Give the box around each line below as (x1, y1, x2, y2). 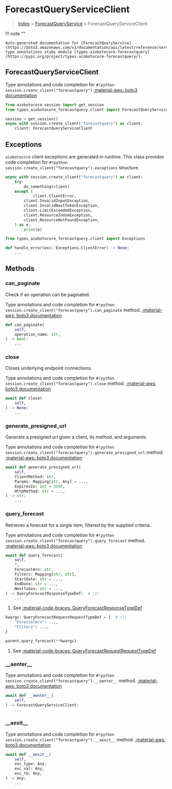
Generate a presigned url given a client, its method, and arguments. (5, 434, 147, 440)
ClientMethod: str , (14, 474, 56, 479)
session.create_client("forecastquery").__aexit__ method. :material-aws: (5, 736, 165, 742)
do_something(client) (24, 184, 70, 189)
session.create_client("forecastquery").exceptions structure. (5, 164, 140, 170)
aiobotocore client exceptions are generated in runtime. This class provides (5, 153, 164, 160)
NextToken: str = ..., (14, 586, 63, 591)
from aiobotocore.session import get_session (5, 102, 104, 107)
